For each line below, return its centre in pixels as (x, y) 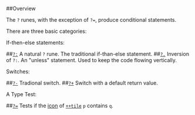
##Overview (21, 9)
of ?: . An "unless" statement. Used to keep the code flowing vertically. (92, 60)
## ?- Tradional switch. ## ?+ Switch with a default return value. (82, 83)
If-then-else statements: (35, 43)
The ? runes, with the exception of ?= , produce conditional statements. (91, 20)
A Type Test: (21, 94)
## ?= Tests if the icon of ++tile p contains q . (60, 106)
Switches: (18, 72)
